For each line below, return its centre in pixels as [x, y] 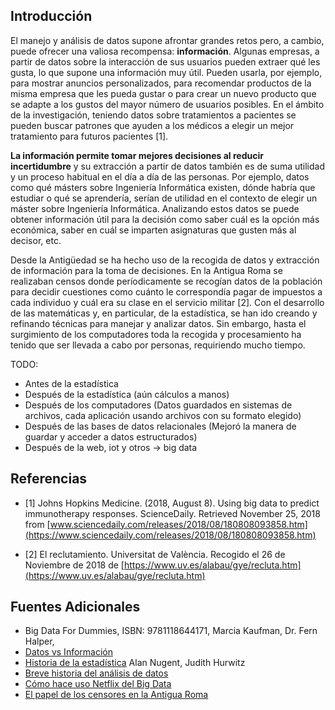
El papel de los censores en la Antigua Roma [116, 695]
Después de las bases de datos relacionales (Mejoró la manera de [160, 426]
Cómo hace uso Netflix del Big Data [98, 684]
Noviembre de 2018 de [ [74, 565]
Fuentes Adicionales [75, 607]
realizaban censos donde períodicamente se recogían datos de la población [166, 281]
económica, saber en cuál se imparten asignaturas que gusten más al [153, 230]
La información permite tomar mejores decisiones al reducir [137, 155]
